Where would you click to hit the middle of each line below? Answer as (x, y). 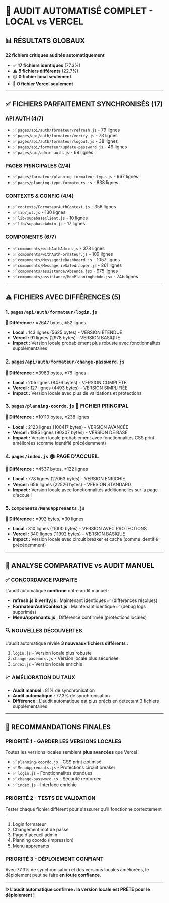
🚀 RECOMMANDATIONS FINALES (58, 727)
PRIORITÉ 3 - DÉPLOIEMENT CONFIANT (55, 859)
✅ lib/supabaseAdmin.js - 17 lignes (49, 224)
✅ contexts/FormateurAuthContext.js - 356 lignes (64, 207)
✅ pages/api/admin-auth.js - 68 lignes (53, 152)
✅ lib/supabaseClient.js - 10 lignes (50, 218)
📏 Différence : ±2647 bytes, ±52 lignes (46, 323)
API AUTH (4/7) (24, 118)
